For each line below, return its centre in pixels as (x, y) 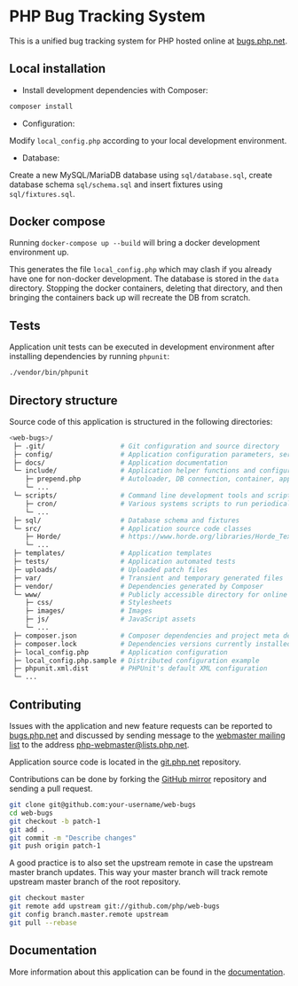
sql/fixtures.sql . (42, 193)
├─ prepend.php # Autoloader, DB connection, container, (150, 479)
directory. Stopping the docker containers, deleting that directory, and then (146, 288)
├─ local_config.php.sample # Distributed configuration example (136, 661)
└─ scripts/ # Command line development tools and (138, 496)
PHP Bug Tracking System (107, 16)
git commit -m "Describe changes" (73, 838)
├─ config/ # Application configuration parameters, (144, 454)
